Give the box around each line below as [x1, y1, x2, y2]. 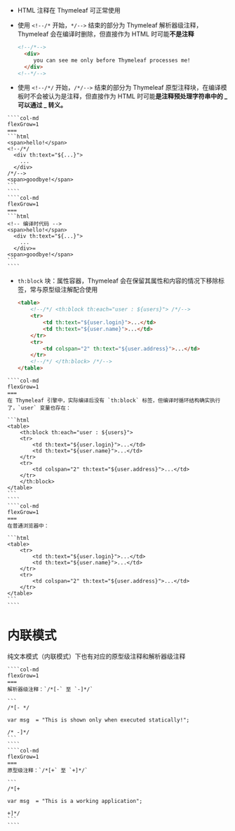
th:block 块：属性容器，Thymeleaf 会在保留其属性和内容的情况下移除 [17, 276, 219, 285]
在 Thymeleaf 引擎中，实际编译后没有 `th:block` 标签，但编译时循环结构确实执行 [7, 397, 221, 404]
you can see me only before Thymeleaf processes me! [33, 57, 191, 64]
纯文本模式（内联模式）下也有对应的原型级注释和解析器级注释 [7, 651, 186, 661]
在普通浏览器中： [7, 522, 50, 529]
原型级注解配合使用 [41, 285, 98, 294]
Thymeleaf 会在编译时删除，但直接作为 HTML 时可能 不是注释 [17, 30, 194, 38]
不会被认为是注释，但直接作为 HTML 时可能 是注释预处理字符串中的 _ [29, 92, 228, 100]
